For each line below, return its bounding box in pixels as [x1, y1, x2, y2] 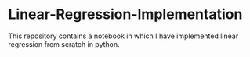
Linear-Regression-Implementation [8, 5, 243, 23]
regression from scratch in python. [8, 39, 120, 48]
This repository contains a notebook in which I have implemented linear [8, 31, 239, 41]
